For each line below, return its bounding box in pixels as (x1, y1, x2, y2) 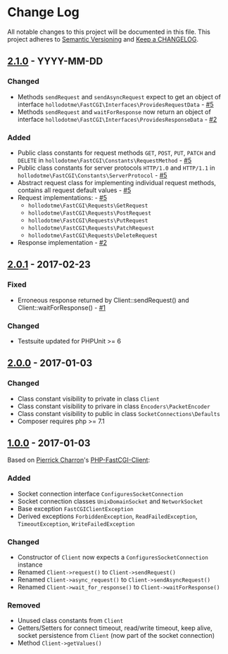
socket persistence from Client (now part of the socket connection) (17, 631, 215, 640)
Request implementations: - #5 (17, 193, 108, 201)
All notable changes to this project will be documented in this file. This (7, 27, 211, 36)
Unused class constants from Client (17, 617, 124, 625)
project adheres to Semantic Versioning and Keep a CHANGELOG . (7, 34, 199, 43)
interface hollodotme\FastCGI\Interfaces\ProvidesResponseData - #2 (17, 115, 217, 123)
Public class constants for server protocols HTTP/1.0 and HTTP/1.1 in (17, 163, 215, 172)
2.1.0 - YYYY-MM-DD (7, 56, 103, 68)
